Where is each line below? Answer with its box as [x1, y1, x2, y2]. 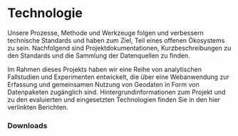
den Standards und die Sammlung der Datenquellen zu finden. [7, 51, 190, 60]
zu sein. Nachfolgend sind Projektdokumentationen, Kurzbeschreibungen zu [7, 43, 232, 52]
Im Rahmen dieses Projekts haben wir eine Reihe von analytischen [7, 65, 202, 73]
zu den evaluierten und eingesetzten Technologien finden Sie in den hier [7, 95, 221, 104]
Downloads [7, 120, 48, 130]
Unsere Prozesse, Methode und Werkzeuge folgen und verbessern [7, 28, 205, 37]
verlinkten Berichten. [7, 103, 69, 111]
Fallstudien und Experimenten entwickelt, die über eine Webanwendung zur [7, 73, 229, 81]
